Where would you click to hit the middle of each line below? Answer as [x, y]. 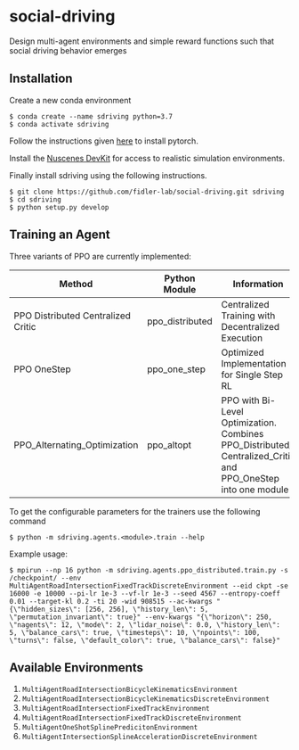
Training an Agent [60, 235]
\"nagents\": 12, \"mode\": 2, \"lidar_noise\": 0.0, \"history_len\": [145, 625]
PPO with [240, 400]
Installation [41, 79]
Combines [242, 433]
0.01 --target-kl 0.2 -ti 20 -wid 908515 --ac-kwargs [111, 601]
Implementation [254, 363]
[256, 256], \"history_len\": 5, [147, 609]
